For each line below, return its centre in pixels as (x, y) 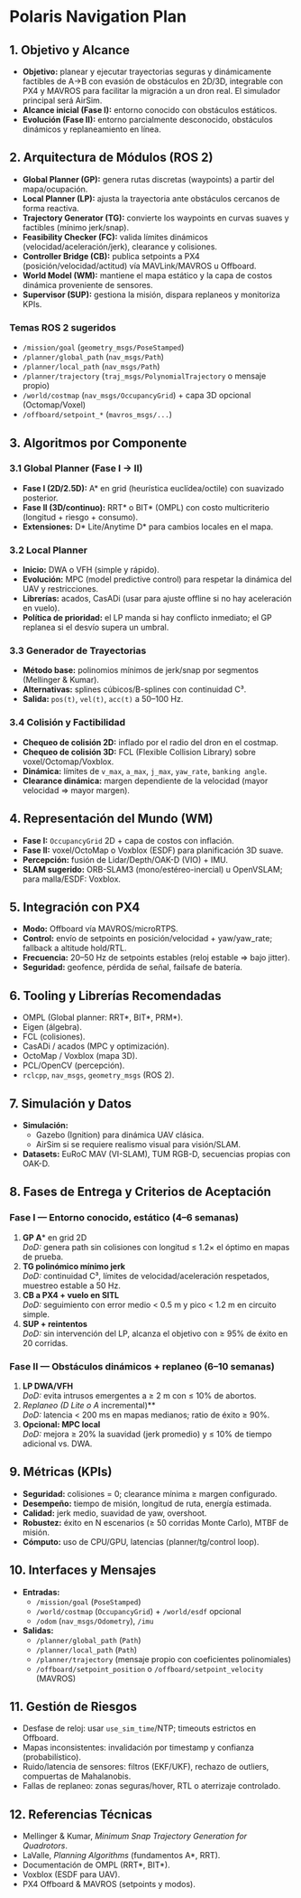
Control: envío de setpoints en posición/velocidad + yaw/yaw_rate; (147, 939)
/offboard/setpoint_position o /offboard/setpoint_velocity (150, 1669)
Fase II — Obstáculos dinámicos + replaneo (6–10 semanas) (142, 1366)
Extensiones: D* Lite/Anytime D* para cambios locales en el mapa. (148, 527)
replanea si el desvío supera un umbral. (96, 627)
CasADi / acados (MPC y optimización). (96, 1046)
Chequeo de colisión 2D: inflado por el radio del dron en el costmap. (150, 742)
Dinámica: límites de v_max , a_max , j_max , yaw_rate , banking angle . (145, 771)
